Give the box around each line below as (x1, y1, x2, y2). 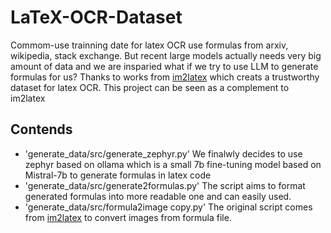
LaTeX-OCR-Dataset (10, 6, 183, 29)
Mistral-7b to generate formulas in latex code (24, 169, 212, 181)
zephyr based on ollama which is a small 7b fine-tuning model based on (24, 158, 322, 170)
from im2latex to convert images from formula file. (24, 211, 232, 223)
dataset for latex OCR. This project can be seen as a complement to (10, 81, 290, 93)
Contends (10, 121, 73, 138)
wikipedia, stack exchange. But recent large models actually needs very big (10, 49, 322, 61)
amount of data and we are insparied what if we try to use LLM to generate (10, 60, 319, 72)
